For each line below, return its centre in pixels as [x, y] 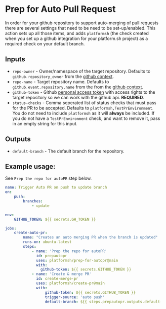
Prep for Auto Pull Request [61, 9]
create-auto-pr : [31, 233]
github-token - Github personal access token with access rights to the [84, 92]
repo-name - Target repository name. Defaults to [61, 81]
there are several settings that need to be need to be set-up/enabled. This [80, 28]
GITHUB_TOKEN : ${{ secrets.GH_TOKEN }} [55, 219]
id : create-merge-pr [57, 279]
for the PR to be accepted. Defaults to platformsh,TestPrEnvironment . [83, 108]
